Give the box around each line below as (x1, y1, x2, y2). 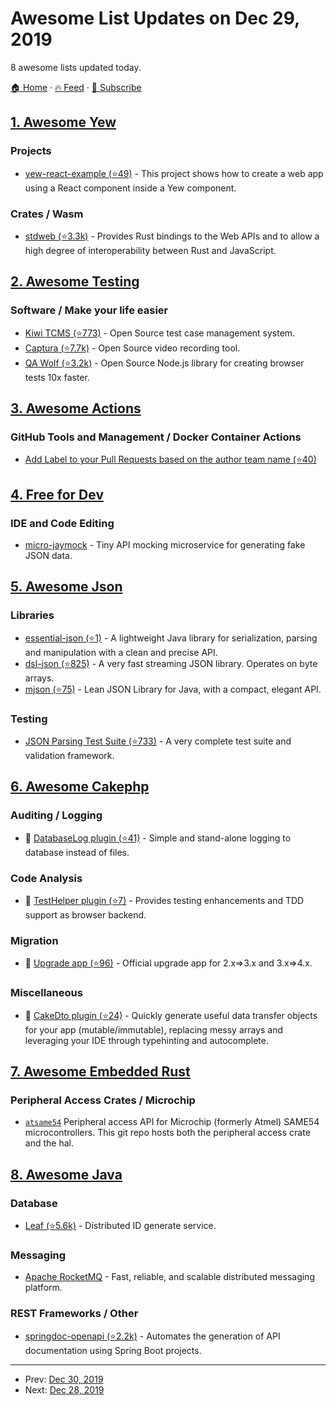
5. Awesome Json (10, 578, 123, 596)
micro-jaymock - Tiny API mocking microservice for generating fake (24, 538, 306, 551)
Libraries (10, 608, 55, 622)
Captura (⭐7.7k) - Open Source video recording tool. (24, 342, 241, 354)
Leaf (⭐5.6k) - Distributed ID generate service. (24, 1219, 217, 1231)
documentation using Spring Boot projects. (24, 1344, 202, 1356)
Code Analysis (10, 871, 83, 885)
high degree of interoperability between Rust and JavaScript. (24, 244, 277, 256)
